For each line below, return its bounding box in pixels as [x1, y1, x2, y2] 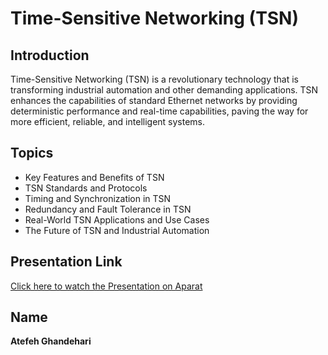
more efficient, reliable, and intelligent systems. [10, 116, 206, 127]
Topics [10, 145, 54, 162]
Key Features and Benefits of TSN [24, 171, 165, 183]
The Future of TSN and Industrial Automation [24, 224, 210, 236]
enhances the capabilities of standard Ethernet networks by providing [10, 95, 298, 106]
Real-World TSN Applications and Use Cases [24, 213, 210, 226]
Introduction [10, 47, 90, 64]
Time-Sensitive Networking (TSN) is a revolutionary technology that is [10, 73, 299, 85]
